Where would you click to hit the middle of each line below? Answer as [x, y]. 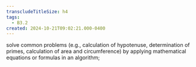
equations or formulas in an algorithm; [53, 58]
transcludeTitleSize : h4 [37, 12]
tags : [13, 17]
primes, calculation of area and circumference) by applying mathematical [96, 52]
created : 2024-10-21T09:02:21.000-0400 [56, 28]
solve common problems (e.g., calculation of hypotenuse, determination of [98, 45]
